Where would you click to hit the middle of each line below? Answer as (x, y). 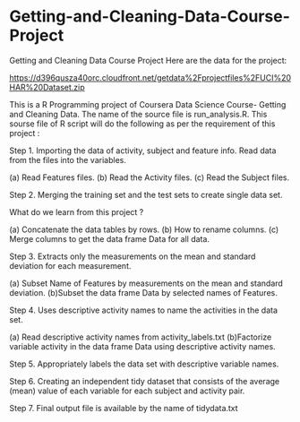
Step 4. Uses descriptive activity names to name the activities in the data (144, 310)
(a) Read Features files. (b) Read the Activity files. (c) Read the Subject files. (149, 177)
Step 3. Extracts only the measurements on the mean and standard (133, 256)
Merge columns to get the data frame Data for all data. (110, 238)
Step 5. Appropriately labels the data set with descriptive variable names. (144, 364)
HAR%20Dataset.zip (47, 87)
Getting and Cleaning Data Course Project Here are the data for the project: (148, 60)
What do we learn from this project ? (77, 211)
